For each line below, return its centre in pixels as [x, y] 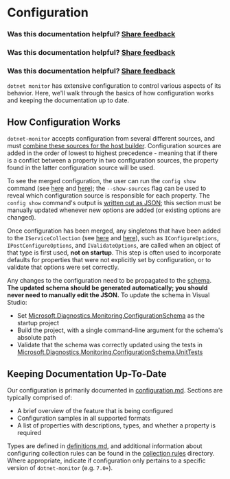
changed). [22, 218]
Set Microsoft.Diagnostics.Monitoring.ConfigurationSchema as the [111, 316]
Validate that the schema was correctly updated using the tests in [110, 345]
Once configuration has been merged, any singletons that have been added [114, 231]
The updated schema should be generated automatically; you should [107, 288]
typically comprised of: [40, 397]
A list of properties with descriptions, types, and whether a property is [116, 425]
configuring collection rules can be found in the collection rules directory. [111, 453]
